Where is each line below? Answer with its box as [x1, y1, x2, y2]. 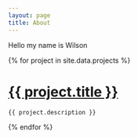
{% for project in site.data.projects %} [8, 56, 131, 65]
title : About [8, 19, 51, 27]
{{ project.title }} [8, 83, 119, 100]
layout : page [8, 11, 51, 20]
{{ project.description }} [8, 109, 96, 117]
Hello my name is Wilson [8, 40, 88, 49]
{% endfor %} [8, 122, 53, 132]
